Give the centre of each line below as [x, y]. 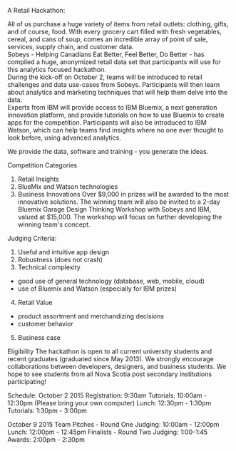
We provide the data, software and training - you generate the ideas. [108, 151]
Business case [39, 337]
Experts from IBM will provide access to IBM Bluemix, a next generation [112, 107]
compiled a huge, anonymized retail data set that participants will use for [114, 62]
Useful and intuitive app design [63, 252]
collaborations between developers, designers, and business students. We [117, 367]
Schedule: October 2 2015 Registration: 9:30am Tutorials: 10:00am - [107, 395]
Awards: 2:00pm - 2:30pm [46, 440]
